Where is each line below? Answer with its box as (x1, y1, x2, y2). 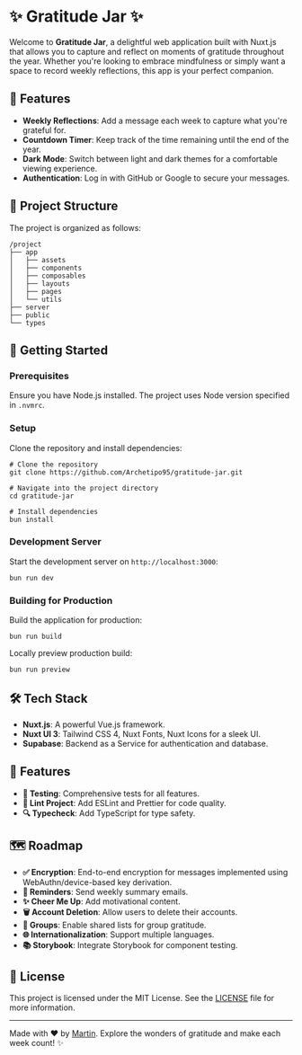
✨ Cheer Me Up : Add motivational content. (22, 896, 182, 907)
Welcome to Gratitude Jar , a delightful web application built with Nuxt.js (9, 36, 277, 47)
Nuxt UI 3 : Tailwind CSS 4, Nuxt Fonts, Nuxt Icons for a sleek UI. (22, 728, 261, 739)
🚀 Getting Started (9, 342, 109, 358)
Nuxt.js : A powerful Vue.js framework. (22, 719, 166, 730)
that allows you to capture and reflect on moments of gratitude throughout (9, 46, 285, 57)
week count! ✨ (9, 1038, 65, 1049)
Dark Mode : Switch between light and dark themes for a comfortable (22, 153, 279, 164)
